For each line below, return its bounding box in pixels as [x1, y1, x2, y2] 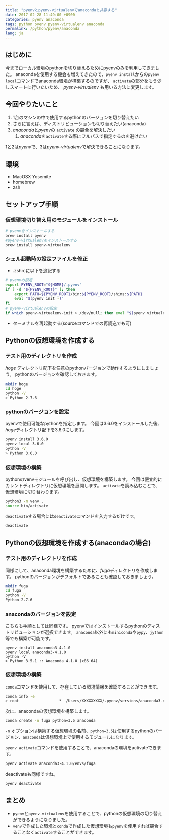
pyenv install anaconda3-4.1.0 [5, 645, 71, 651]
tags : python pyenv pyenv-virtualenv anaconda [5, 21, 105, 27]
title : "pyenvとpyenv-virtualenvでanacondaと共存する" [5, 7, 117, 13]
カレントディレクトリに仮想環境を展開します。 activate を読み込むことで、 [5, 483, 160, 489]
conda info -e [5, 694, 35, 699]
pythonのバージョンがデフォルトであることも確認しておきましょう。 [15, 573, 157, 579]
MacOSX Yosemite [12, 174, 51, 180]
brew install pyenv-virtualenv [5, 242, 71, 247]
